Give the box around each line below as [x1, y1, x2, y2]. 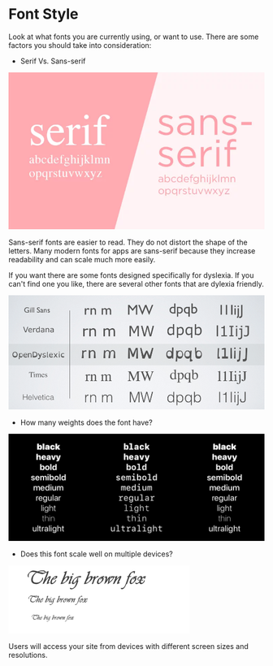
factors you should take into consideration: [8, 40, 152, 50]
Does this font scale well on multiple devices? [19, 549, 173, 559]
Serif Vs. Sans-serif [19, 56, 86, 66]
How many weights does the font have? [19, 417, 153, 427]
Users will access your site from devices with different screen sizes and [8, 641, 249, 651]
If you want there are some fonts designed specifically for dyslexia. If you [8, 270, 254, 280]
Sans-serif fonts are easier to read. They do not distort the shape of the [8, 237, 248, 248]
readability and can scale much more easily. [8, 255, 156, 265]
